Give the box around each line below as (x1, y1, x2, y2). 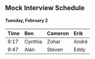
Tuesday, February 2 (5, 17, 48, 23)
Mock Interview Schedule (5, 4, 85, 12)
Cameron (47, 30, 69, 37)
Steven (47, 46, 63, 53)
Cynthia (24, 38, 43, 45)
